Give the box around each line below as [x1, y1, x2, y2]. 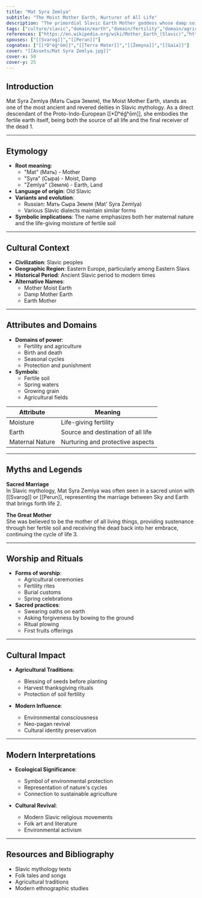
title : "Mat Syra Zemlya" [6, 8, 71, 15]
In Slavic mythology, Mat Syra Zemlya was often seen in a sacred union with [6, 487, 195, 494]
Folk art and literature [23, 820, 77, 827]
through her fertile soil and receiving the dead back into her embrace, [6, 524, 179, 531]
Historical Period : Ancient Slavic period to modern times [14, 271, 156, 279]
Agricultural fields [23, 394, 68, 401]
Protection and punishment [23, 362, 91, 369]
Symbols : [14, 368, 40, 375]
